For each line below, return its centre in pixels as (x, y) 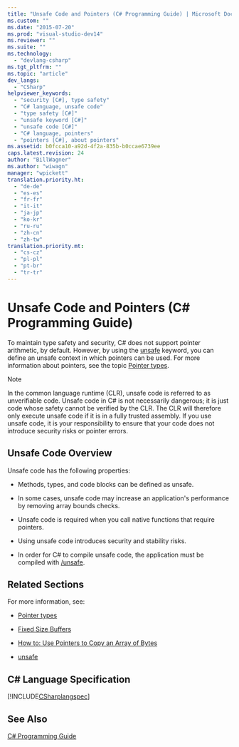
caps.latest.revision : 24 (46, 153)
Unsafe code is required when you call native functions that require (116, 519)
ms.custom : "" (28, 21)
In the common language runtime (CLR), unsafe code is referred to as (109, 393)
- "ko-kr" (28, 220)
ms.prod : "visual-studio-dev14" (55, 34)
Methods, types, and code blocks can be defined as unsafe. (106, 484)
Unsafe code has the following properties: (69, 470)
